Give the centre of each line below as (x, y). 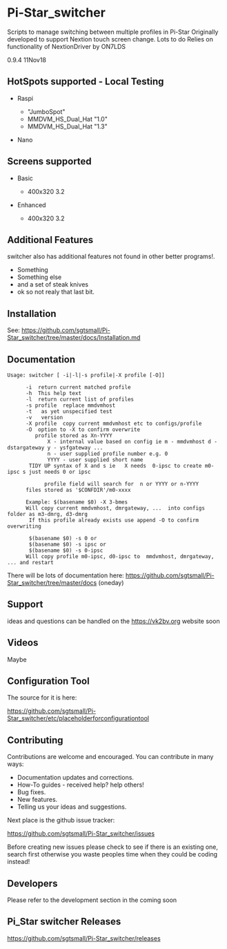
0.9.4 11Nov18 (27, 59)
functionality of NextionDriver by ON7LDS (67, 46)
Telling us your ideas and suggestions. (72, 807)
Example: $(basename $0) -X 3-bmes (77, 502)
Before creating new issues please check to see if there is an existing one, (113, 847)
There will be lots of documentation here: (66, 575)
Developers (32, 883)
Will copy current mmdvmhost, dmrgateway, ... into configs (115, 508)
